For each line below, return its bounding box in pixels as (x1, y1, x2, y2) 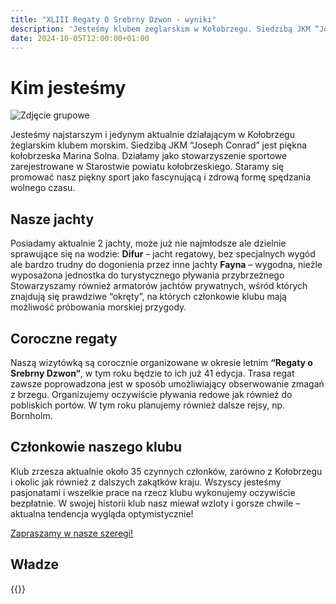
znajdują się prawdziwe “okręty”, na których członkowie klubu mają (10, 291, 287, 303)
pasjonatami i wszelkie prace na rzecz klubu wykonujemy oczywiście (10, 486, 296, 498)
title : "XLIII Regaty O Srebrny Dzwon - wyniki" (10, 14, 217, 25)
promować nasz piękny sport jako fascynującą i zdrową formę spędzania (10, 171, 312, 183)
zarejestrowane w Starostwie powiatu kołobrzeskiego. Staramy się (10, 161, 284, 173)
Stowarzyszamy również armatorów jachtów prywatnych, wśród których (10, 280, 308, 292)
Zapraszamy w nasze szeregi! (10, 527, 134, 539)
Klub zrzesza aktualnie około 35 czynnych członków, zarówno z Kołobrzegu (10, 465, 323, 477)
